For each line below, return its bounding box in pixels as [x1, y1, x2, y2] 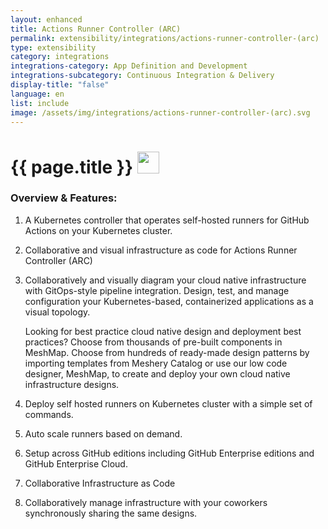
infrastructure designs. [24, 378, 120, 390]
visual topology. [24, 306, 91, 318]
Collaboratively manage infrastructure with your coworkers [24, 496, 268, 508]
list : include [10, 98, 70, 108]
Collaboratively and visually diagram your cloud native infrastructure [24, 274, 307, 286]
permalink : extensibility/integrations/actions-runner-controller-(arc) [10, 33, 320, 43]
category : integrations [10, 52, 110, 62]
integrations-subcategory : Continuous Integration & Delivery [10, 71, 275, 81]
